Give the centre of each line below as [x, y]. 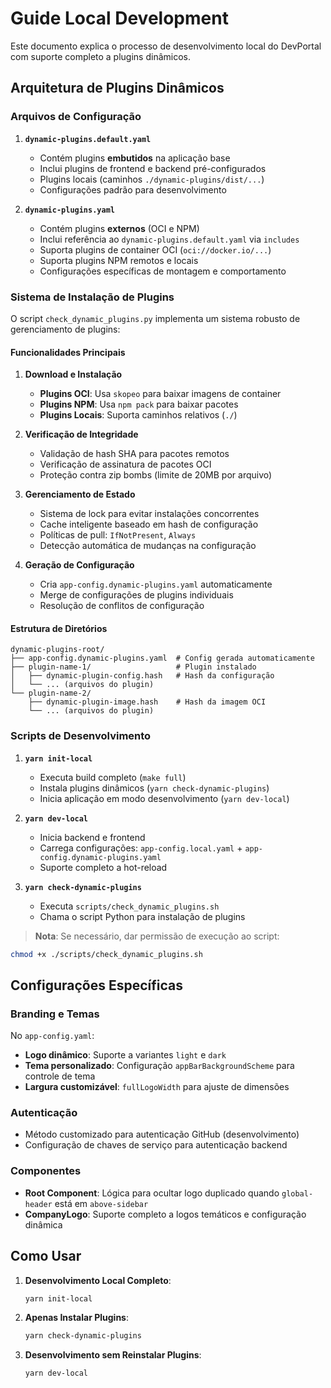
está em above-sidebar [101, 1203]
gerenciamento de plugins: [65, 329]
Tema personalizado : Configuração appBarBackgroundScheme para [159, 1066]
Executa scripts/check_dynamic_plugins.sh [129, 906]
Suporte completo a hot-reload [103, 867]
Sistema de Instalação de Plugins [92, 297]
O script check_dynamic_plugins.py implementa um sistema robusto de [155, 318]
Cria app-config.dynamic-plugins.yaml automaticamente [156, 584]
